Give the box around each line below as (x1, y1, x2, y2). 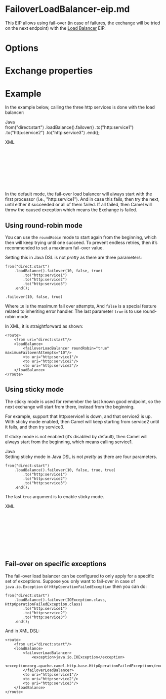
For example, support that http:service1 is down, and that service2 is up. (5, 413, 152, 419)
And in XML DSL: (5, 628, 40, 634)
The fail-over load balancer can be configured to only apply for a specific (5, 573, 155, 579)
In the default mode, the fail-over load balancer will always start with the (5, 191, 152, 197)
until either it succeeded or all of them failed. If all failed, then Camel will (5, 202, 152, 208)
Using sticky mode (5, 385, 64, 394)
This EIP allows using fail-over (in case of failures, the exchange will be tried (5, 20, 161, 26)
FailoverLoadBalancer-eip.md (5, 3, 130, 15)
